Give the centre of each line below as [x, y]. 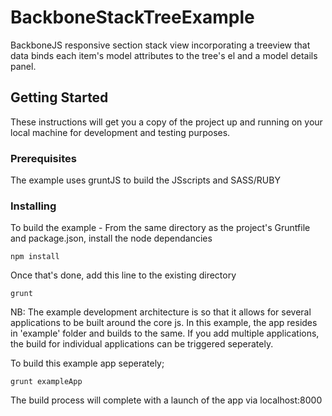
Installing [33, 206]
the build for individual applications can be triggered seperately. [142, 344]
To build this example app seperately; [87, 363]
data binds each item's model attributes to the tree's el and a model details [164, 55]
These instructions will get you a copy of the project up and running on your [166, 122]
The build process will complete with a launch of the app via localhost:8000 [166, 400]
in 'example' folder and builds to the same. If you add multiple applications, [165, 333]
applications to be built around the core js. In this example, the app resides [164, 323]
